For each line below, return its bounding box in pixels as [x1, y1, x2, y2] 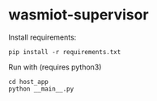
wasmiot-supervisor [8, 6, 149, 24]
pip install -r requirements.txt [8, 48, 121, 56]
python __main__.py [8, 85, 74, 93]
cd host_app [8, 78, 49, 86]
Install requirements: [8, 32, 77, 42]
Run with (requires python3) [8, 62, 102, 72]
